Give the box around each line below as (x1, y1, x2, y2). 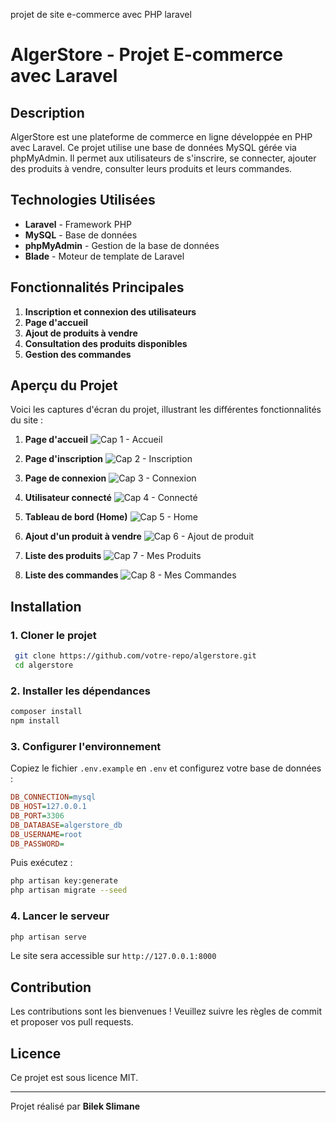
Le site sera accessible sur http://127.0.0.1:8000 (10, 950, 217, 962)
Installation (10, 598, 82, 615)
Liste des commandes (24, 569, 119, 581)
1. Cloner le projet (10, 628, 97, 642)
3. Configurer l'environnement (10, 739, 162, 753)
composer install (10, 707, 83, 717)
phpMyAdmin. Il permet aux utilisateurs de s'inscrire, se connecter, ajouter (10, 152, 317, 164)
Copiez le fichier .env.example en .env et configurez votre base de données (10, 762, 322, 774)
